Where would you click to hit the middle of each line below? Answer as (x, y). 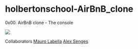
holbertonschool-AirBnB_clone (69, 9)
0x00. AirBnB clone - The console (39, 23)
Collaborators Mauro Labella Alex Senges (47, 41)
